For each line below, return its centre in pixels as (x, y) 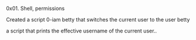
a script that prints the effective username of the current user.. (82, 31)
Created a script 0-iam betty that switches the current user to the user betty (98, 19)
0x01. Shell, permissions (36, 8)
